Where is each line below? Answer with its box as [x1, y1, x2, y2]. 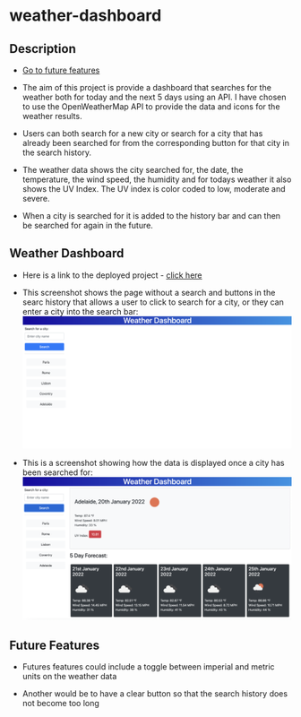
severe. [21, 194, 51, 203]
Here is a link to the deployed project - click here [21, 270, 203, 281]
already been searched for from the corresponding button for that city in [21, 138, 289, 148]
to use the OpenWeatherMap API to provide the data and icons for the [21, 101, 280, 112]
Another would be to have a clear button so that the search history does [21, 688, 288, 699]
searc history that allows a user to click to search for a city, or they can [21, 297, 284, 307]
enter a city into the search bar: [21, 306, 139, 316]
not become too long [21, 698, 100, 709]
